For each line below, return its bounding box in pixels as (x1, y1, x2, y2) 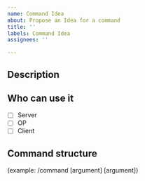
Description (7, 68, 60, 81)
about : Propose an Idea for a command (7, 17, 120, 24)
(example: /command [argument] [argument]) (7, 166, 139, 175)
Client (17, 127, 35, 135)
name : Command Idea (7, 10, 64, 18)
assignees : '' (7, 36, 49, 43)
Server (17, 111, 37, 119)
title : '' (7, 23, 36, 30)
